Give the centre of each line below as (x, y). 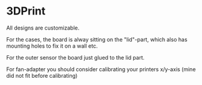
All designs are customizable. (43, 28)
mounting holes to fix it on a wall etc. (52, 46)
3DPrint (26, 11)
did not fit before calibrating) (42, 75)
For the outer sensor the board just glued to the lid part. (76, 57)
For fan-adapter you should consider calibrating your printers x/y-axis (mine (101, 69)
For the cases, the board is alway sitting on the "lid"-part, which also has (97, 39)
